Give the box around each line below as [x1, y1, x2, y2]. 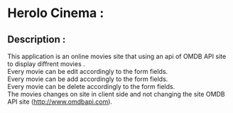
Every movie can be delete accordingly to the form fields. [7, 82, 175, 90]
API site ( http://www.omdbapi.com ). [7, 97, 112, 106]
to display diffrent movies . [7, 60, 85, 68]
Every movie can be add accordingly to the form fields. [7, 75, 168, 83]
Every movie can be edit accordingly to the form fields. [7, 68, 168, 75]
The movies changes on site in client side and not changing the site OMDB [7, 90, 225, 98]
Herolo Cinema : [7, 5, 104, 21]
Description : [7, 33, 66, 45]
